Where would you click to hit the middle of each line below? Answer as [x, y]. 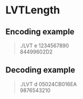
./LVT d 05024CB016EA [48, 84]
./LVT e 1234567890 [44, 45]
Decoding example [40, 70]
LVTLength [33, 10]
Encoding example [40, 32]
